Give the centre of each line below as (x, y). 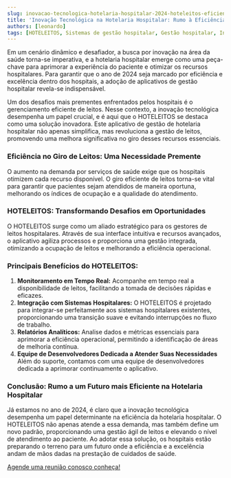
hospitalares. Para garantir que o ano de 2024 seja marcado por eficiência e (115, 74)
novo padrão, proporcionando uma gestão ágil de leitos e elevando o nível (112, 432)
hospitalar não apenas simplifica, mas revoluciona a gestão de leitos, (104, 131)
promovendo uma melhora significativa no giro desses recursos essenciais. (114, 139)
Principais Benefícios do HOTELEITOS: (73, 265)
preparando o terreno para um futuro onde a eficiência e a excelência (106, 446)
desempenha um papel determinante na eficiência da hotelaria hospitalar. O (114, 417)
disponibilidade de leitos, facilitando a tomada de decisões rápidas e (114, 288)
